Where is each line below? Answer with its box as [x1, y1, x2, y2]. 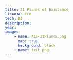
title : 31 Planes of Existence [5, 7, 69, 12]
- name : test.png [14, 47, 49, 52]
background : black [18, 43, 55, 48]
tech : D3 [5, 16, 23, 21]
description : [5, 20, 32, 26]
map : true [18, 39, 38, 44]
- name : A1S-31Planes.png [14, 34, 67, 39]
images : [5, 30, 21, 34]
